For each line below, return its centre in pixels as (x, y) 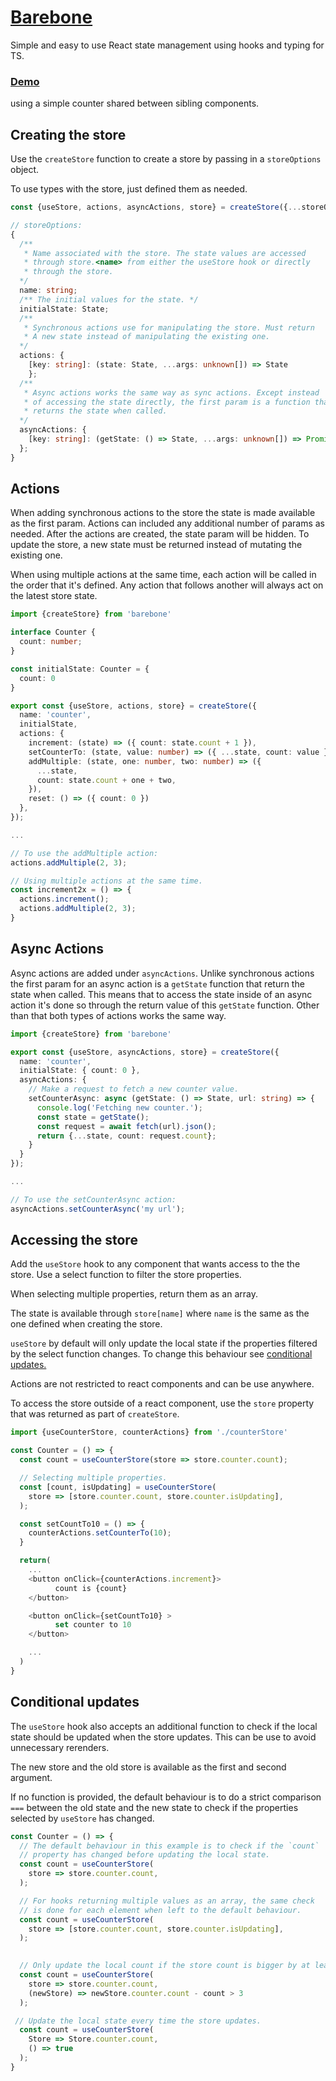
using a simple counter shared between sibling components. (135, 103)
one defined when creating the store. (86, 1324)
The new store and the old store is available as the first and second (148, 1767)
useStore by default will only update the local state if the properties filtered (164, 1343)
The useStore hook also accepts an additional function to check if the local (164, 1726)
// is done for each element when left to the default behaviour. (160, 1910)
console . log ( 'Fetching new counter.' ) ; (119, 1107)
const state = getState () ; (93, 1117)
